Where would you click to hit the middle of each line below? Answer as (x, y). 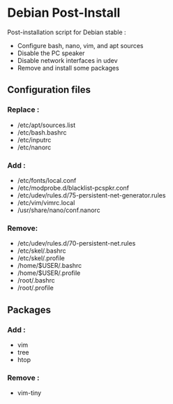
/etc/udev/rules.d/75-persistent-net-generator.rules (91, 195)
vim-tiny (29, 393)
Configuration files (49, 90)
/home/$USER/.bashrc (50, 266)
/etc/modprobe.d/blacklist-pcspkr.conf (73, 188)
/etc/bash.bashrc (42, 132)
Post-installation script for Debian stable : (67, 32)
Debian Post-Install (64, 13)
